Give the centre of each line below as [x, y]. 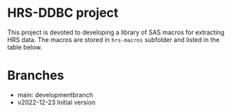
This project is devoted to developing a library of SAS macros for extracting [116, 32]
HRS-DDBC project [63, 13]
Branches [36, 76]
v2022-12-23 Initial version [56, 102]
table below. [25, 47]
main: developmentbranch [55, 94]
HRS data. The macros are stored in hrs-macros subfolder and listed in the [113, 39]
